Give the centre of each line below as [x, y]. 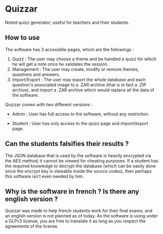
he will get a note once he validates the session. [60, 64]
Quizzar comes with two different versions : [49, 104]
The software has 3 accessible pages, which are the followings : [69, 49]
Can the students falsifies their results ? [67, 144]
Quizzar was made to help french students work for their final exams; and [79, 211]
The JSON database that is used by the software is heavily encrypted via [78, 155]
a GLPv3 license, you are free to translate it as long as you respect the [75, 221]
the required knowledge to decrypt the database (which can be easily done [81, 166]
